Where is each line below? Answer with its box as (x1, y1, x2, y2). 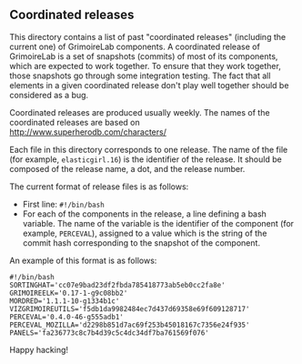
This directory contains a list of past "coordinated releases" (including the (9, 31, 287, 42)
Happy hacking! (9, 344, 69, 355)
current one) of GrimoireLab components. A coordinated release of (9, 41, 261, 52)
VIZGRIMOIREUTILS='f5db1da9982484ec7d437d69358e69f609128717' (9, 304, 250, 313)
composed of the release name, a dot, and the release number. (9, 163, 246, 174)
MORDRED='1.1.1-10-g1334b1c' (9, 296, 120, 306)
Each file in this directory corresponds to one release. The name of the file (9, 144, 288, 155)
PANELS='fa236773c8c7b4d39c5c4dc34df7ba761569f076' (9, 328, 209, 338)
